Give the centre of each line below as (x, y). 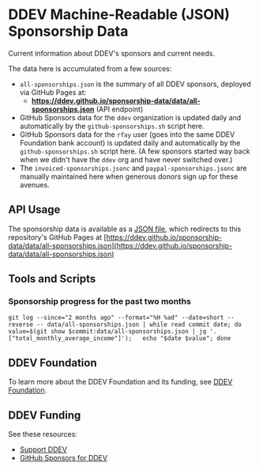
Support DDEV (43, 449)
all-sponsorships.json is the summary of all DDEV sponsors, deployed (135, 84)
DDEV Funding (45, 415)
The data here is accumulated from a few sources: (90, 68)
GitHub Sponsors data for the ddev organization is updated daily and (130, 117)
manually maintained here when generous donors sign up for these (129, 176)
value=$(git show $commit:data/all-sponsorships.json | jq (107, 332)
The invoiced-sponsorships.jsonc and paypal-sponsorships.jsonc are (133, 168)
